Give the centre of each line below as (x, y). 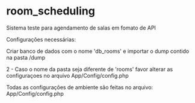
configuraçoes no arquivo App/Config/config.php (68, 75)
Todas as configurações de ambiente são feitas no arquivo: (80, 87)
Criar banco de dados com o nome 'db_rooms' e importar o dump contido (98, 51)
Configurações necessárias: (41, 39)
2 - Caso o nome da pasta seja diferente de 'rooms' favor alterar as (90, 69)
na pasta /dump (26, 57)
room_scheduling (51, 11)
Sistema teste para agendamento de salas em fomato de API (81, 28)
